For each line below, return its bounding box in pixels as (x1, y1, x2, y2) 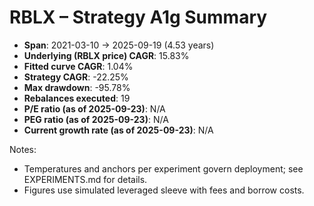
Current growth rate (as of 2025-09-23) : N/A (23, 124, 214, 136)
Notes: (9, 143, 37, 155)
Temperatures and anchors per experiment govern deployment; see (23, 162, 304, 175)
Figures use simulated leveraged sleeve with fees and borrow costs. (23, 184, 305, 196)
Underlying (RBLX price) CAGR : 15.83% (23, 49, 190, 61)
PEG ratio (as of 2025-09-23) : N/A (23, 113, 169, 125)
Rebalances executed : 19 (23, 92, 131, 104)
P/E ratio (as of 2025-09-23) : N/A (23, 102, 166, 115)
